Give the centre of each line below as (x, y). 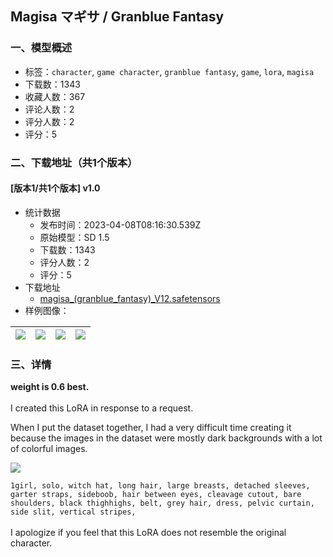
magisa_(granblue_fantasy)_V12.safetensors (130, 298)
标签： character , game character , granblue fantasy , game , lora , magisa (169, 71)
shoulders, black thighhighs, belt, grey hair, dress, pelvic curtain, (162, 503)
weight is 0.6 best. (50, 387)
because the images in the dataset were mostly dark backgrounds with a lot (166, 438)
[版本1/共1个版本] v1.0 (55, 188)
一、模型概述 (41, 48)
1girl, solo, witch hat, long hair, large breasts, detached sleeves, (160, 486)
